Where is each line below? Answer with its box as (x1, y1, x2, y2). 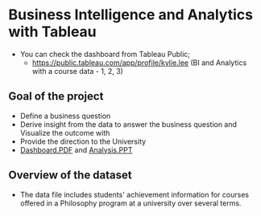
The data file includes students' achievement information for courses (19, 190, 250, 199)
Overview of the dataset (8, 169, 132, 182)
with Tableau (8, 22, 97, 41)
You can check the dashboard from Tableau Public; (19, 49, 191, 59)
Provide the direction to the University (19, 137, 147, 146)
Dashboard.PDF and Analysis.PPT (19, 145, 133, 154)
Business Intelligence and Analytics (8, 6, 254, 24)
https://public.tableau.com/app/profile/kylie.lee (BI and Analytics (31, 58, 247, 67)
